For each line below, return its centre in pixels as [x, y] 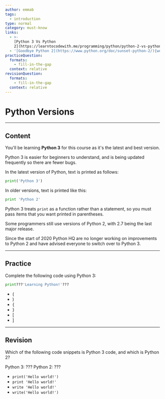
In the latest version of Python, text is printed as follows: [62, 172]
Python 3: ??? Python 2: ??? [33, 367]
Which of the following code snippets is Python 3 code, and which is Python [82, 352]
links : [12, 32]
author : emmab [20, 10]
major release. [20, 229]
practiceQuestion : [24, 55]
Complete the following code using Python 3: [51, 276]
